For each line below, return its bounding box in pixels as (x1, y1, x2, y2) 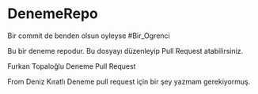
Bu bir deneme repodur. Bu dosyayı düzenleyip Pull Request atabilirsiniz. (7, 46, 244, 55)
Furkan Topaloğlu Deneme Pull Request (7, 61, 136, 71)
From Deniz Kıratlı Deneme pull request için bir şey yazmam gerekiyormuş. (7, 77, 251, 86)
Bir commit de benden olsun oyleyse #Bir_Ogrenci (7, 31, 171, 40)
